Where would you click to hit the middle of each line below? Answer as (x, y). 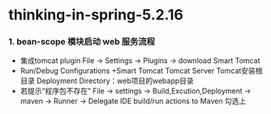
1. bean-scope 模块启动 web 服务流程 (82, 42)
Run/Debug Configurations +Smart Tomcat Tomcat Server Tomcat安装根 (141, 71)
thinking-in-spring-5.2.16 (96, 15)
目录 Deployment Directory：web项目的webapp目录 (107, 81)
